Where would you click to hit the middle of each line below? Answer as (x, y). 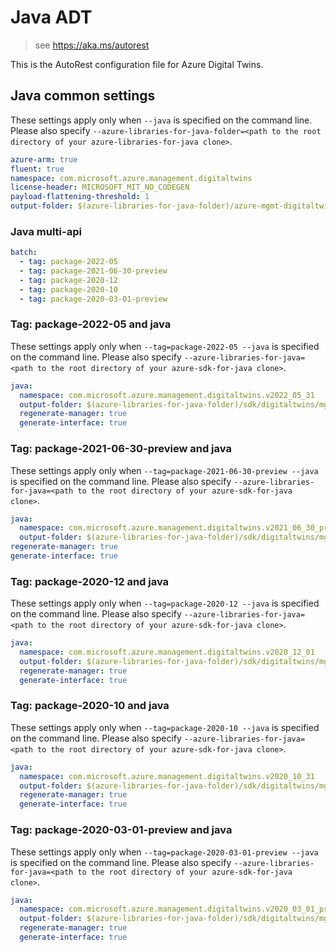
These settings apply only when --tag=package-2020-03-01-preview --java (164, 852)
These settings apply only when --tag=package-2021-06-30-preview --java (164, 470)
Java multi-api (46, 231)
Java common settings (83, 96)
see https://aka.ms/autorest (92, 45)
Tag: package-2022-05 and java (91, 324)
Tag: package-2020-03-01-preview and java (121, 830)
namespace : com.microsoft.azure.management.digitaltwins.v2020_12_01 (167, 652)
